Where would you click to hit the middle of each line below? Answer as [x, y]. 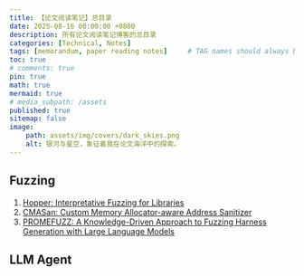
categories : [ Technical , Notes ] [70, 43]
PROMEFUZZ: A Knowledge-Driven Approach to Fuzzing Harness [144, 222]
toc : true [28, 60]
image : [22, 128]
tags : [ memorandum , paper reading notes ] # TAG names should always [149, 52]
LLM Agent [41, 259]
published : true [40, 110]
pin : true [28, 77]
